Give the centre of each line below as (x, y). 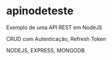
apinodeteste (40, 11)
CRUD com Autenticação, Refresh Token (56, 39)
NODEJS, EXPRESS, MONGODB (46, 50)
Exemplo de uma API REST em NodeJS (55, 27)
